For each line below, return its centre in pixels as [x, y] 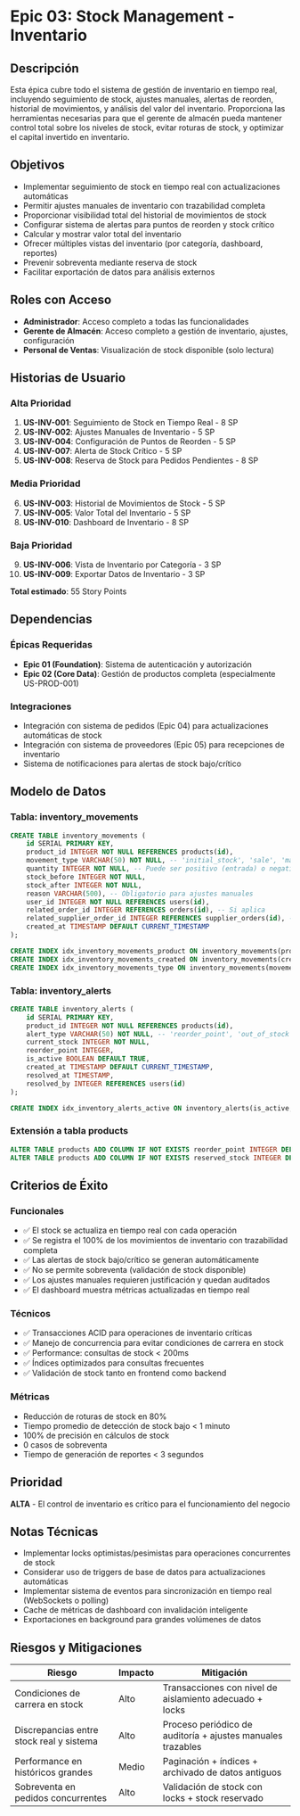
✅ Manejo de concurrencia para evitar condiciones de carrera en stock [153, 1343]
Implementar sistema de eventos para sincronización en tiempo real [147, 1591]
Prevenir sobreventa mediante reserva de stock [110, 262]
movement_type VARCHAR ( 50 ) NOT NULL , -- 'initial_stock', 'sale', [152, 861]
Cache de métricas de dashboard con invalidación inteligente [135, 1610]
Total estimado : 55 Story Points [69, 591]
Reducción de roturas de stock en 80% [95, 1416]
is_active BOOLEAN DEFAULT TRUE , [88, 1059]
